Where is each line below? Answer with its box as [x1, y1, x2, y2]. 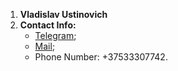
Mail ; [34, 40, 56, 52]
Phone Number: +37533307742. [34, 51, 168, 63]
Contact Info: [19, 19, 77, 31]
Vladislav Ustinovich [19, 9, 108, 20]
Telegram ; [34, 30, 77, 41]
